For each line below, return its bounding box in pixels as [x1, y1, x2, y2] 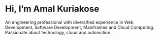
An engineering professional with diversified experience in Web [5, 19, 134, 25]
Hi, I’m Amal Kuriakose [5, 3, 99, 14]
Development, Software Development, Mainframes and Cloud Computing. [5, 24, 155, 30]
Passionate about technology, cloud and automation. [5, 29, 112, 35]
